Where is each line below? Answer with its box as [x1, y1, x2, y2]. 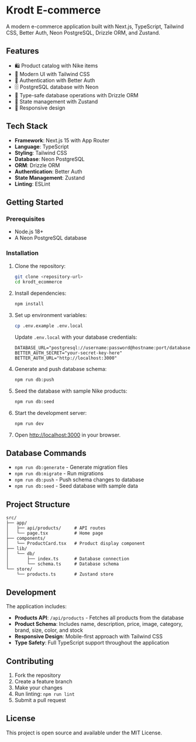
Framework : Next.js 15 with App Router [14, 137, 109, 144]
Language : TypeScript [14, 143, 69, 150]
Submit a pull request [14, 696, 66, 703]
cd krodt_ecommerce [14, 279, 63, 285]
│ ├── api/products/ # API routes [6, 525, 106, 531]
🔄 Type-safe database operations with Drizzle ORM [14, 91, 139, 98]
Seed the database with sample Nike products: [14, 387, 128, 394]
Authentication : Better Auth [14, 168, 83, 175]
